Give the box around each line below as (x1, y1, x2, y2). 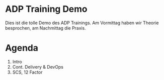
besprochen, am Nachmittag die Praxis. (5, 25, 86, 31)
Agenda (5, 42, 38, 54)
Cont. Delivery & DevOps (12, 64, 64, 70)
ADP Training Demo (5, 3, 88, 15)
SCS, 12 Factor (12, 69, 43, 75)
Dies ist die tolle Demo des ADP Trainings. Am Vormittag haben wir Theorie (5, 20, 159, 26)
